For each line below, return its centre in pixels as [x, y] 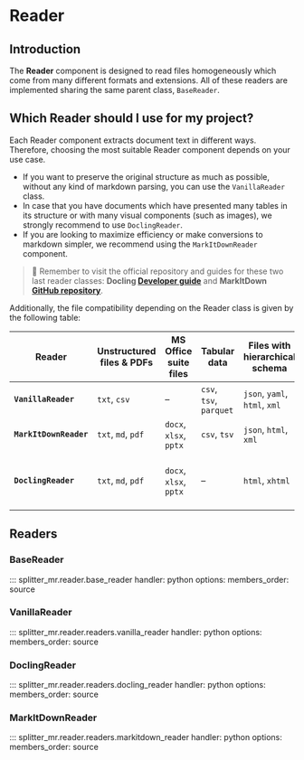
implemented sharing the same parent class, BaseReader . [114, 90]
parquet [217, 410]
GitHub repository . [67, 290]
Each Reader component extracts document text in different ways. [133, 140]
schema [270, 368]
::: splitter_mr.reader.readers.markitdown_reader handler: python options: [146, 737]
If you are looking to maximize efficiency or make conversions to [143, 234]
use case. [28, 159]
